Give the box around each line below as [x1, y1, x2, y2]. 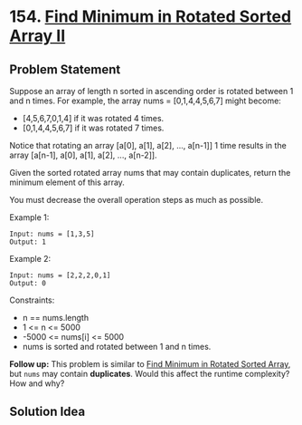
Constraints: [9, 295, 55, 305]
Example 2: [9, 254, 52, 264]
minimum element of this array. [9, 177, 125, 188]
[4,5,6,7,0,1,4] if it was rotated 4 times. [22, 113, 165, 123]
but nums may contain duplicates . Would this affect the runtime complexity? [9, 369, 290, 379]
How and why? [9, 378, 65, 389]
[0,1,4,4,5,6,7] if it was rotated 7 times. [22, 122, 165, 133]
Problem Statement [9, 62, 121, 77]
